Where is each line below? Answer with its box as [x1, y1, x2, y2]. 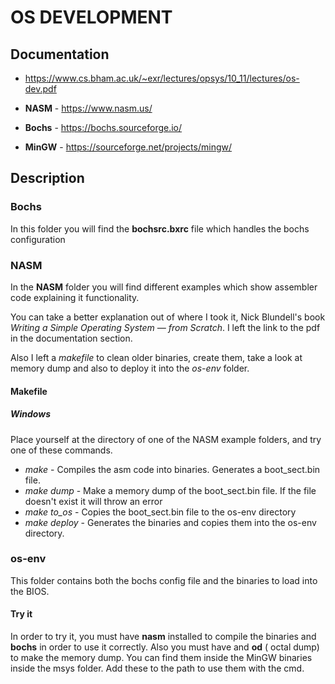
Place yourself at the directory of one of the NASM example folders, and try [10, 433, 322, 445]
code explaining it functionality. [10, 291, 140, 303]
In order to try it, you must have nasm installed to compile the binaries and [10, 631, 317, 643]
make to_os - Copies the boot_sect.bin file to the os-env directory [24, 506, 297, 518]
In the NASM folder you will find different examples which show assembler [10, 281, 318, 293]
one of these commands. [10, 444, 113, 456]
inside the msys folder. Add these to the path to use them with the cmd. [10, 662, 305, 675]
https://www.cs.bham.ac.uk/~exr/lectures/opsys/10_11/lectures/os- [24, 72, 300, 84]
